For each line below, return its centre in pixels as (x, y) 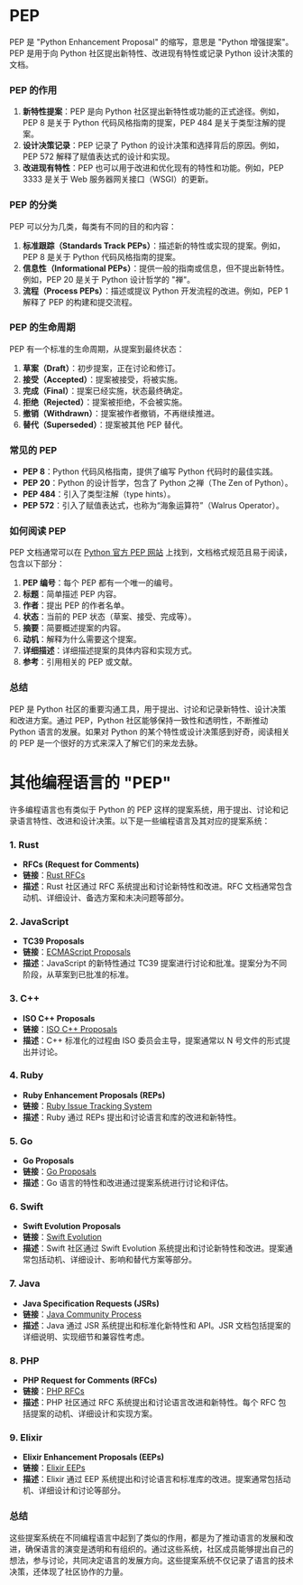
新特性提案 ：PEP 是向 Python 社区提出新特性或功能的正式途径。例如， (153, 112)
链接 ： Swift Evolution (62, 1237)
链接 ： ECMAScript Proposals (76, 952)
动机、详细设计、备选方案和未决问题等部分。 (106, 897)
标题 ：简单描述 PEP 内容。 (72, 594)
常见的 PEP (33, 450)
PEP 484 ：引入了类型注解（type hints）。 (99, 494)
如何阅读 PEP (38, 531)
